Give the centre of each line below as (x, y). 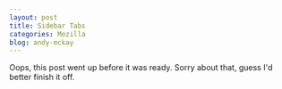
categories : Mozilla (48, 34)
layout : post (34, 17)
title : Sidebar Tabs (48, 26)
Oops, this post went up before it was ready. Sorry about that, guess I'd (141, 68)
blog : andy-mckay (42, 42)
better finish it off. (42, 77)
